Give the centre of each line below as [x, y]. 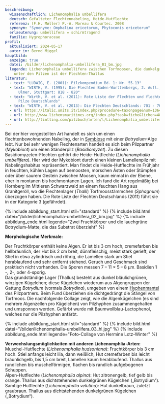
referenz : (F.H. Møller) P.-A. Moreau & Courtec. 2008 [67, 23]
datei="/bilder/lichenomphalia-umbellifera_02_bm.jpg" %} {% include [75, 216]
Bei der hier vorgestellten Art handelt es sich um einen [60, 134]
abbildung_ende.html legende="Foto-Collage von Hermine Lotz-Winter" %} [82, 334]
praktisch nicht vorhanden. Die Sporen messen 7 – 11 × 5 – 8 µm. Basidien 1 [81, 267]
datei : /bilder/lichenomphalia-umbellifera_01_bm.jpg [66, 65]
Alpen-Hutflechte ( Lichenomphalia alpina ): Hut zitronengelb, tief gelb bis [79, 375]
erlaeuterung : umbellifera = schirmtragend [55, 33]
